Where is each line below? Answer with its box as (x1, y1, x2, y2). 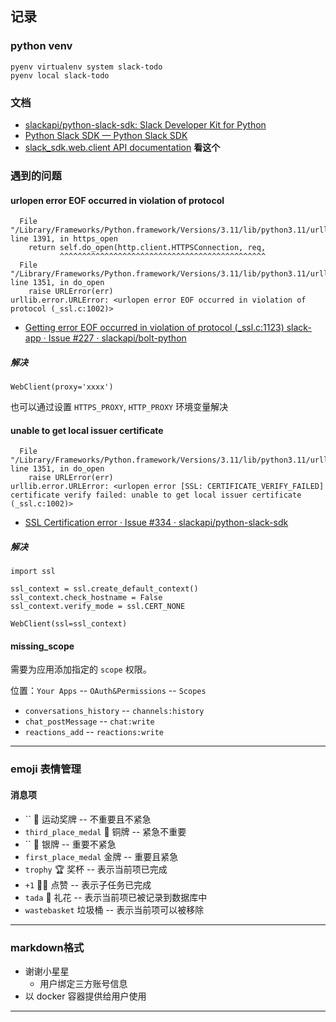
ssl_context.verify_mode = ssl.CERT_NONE (10, 602, 186, 612)
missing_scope (10, 640, 75, 652)
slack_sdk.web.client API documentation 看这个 (24, 141, 221, 153)
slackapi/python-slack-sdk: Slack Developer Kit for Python (24, 118, 267, 131)
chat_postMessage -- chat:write (24, 715, 155, 727)
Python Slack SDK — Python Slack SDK (24, 129, 188, 141)
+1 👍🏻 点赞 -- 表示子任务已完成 (24, 878, 152, 891)
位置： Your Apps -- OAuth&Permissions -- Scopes (10, 685, 207, 697)
